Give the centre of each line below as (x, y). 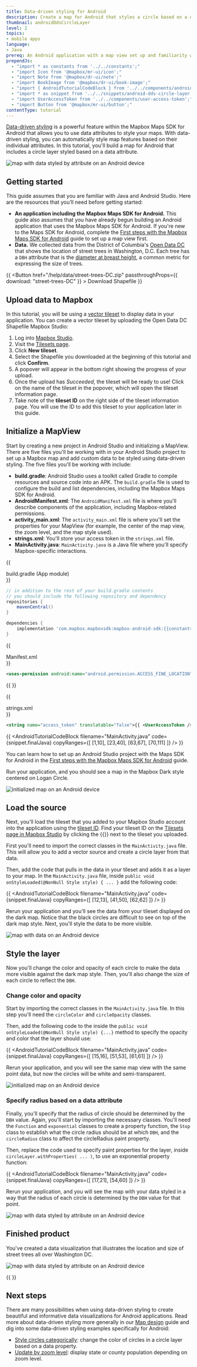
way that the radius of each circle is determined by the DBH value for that (93, 1197)
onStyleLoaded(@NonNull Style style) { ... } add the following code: (92, 882)
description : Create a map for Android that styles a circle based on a (97, 17)
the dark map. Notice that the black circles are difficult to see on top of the (96, 918)
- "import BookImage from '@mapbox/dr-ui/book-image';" (81, 83)
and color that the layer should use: (49, 1038)
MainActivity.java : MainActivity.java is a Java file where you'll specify (101, 545)
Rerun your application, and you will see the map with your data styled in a (96, 1191)
